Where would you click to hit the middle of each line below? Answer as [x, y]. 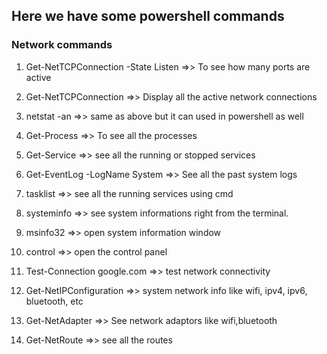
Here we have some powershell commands [148, 16]
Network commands [62, 45]
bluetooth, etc [54, 301]
